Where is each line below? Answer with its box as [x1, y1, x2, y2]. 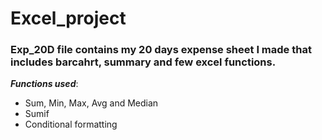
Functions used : [10, 78, 79, 90]
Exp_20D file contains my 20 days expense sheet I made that [10, 43, 312, 57]
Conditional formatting [24, 118, 118, 131]
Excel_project [10, 7, 127, 30]
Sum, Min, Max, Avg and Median [24, 97, 159, 109]
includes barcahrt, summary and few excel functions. [10, 55, 277, 69]
